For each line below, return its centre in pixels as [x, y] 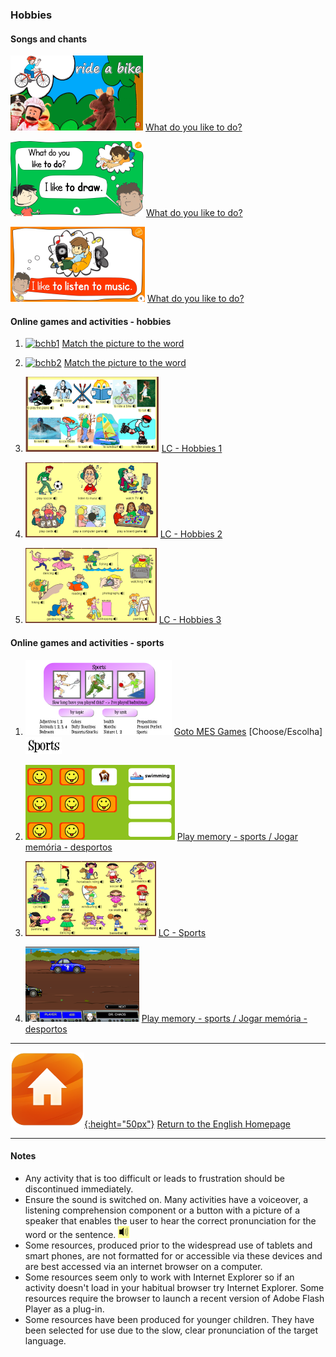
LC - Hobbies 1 [192, 449]
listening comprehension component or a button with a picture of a [162, 1210]
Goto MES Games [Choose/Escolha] [248, 731]
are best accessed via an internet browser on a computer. [143, 1266]
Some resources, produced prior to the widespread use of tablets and [168, 1245]
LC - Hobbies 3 [190, 620]
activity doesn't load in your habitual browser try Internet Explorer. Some [174, 1287]
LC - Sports [182, 932]
